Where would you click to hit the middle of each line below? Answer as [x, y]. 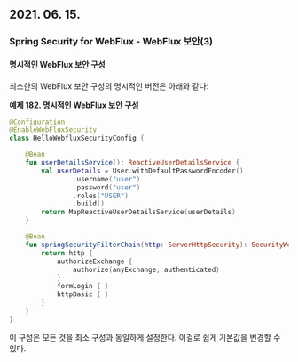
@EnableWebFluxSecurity [53, 130]
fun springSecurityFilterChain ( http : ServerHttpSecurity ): [137, 245]
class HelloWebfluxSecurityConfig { [77, 138]
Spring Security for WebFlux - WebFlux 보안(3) [111, 42]
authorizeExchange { [94, 261]
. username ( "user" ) [106, 179]
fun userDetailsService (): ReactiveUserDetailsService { [133, 163]
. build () [88, 204]
